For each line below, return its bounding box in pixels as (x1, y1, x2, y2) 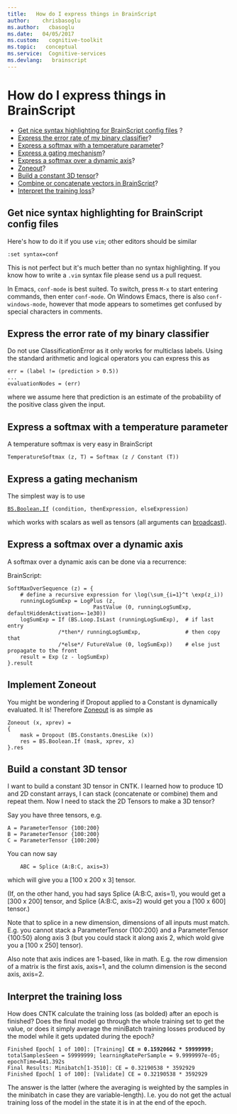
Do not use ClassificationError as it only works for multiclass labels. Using (7, 346, 224, 355)
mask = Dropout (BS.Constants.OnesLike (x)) (20, 732, 154, 739)
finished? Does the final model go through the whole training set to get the (7, 1017, 225, 1026)
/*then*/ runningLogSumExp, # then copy (57, 628, 221, 636)
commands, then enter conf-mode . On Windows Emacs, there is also (7, 292, 205, 301)
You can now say (7, 850, 57, 858)
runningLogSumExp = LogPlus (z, (20, 597, 116, 604)
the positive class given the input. (7, 400, 106, 409)
